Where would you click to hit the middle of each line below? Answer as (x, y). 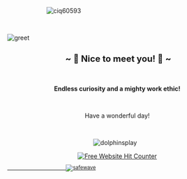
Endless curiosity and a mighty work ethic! (117, 88)
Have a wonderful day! (117, 116)
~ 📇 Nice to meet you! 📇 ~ (118, 59)
